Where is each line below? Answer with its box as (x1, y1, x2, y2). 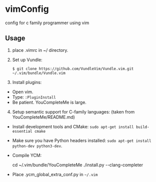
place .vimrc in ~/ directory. (12, 47, 68, 53)
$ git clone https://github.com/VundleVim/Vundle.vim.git (12, 66, 134, 71)
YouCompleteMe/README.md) (12, 114, 75, 120)
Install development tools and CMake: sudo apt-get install (12, 123, 134, 129)
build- (136, 124, 150, 129)
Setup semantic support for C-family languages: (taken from (12, 109, 135, 114)
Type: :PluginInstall (12, 94, 56, 100)
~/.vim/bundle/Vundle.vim (12, 71, 65, 75)
